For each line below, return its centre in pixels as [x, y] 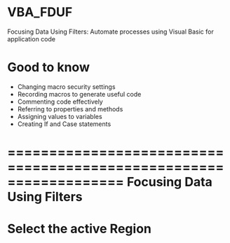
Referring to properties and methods [70, 109]
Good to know [48, 68]
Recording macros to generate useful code [79, 94]
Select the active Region [80, 229]
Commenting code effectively [60, 102]
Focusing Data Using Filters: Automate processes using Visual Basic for [110, 32]
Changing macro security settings [66, 86]
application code [32, 39]
